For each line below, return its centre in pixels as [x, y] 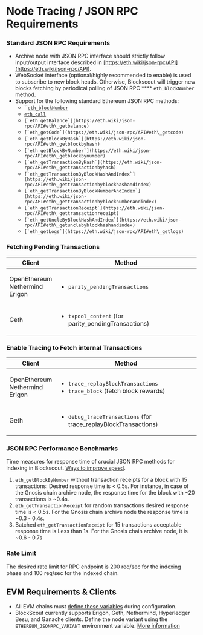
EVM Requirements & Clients [61, 592]
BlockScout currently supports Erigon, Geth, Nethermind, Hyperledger [102, 613]
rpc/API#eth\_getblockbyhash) [62, 144]
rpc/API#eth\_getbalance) [56, 126]
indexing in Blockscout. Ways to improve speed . [66, 468]
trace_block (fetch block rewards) [117, 391]
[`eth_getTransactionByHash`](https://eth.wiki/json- [93, 163]
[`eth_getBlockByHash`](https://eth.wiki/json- [85, 139]
